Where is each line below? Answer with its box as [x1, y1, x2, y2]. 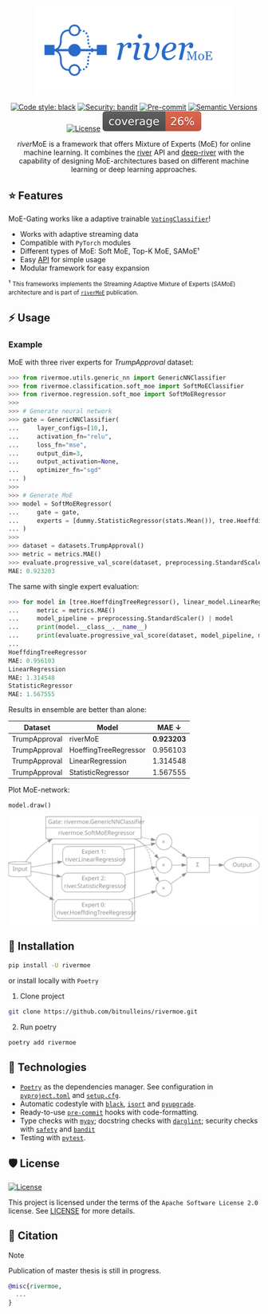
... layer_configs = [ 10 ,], [8, 424, 109, 432]
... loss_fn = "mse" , [8, 441, 88, 449]
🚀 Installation [8, 939, 75, 954]
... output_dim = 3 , [8, 449, 84, 458]
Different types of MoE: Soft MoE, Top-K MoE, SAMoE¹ [19, 246, 200, 256]
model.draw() [8, 801, 52, 810]
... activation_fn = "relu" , [8, 432, 112, 440]
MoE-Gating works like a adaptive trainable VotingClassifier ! [8, 214, 211, 223]
